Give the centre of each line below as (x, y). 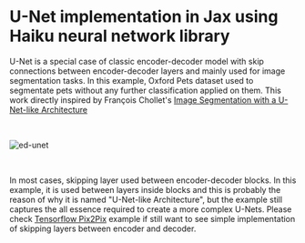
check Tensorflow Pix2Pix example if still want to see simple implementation (152, 218)
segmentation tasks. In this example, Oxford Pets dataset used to (132, 80)
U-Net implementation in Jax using (144, 17)
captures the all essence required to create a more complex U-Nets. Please (151, 209)
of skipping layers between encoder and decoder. (103, 228)
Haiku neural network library (120, 36)
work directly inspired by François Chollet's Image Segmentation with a (143, 100)
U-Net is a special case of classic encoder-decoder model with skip (137, 61)
